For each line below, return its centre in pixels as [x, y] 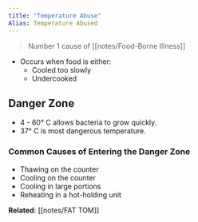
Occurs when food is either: [65, 61]
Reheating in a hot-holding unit [71, 194]
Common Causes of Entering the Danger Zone [99, 152]
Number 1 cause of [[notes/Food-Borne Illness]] [107, 46]
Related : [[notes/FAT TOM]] [54, 210]
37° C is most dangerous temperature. [83, 131]
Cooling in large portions [60, 186]
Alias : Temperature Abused [53, 23]
